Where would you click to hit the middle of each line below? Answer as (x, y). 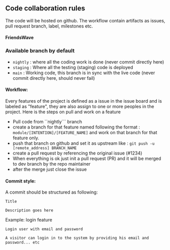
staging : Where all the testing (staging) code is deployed (73, 67)
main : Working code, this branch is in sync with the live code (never (84, 73)
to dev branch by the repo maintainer (51, 164)
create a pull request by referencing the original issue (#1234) (77, 153)
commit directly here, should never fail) (54, 78)
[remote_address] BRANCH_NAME (45, 148)
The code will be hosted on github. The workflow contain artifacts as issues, (85, 20)
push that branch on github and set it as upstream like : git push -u (83, 143)
